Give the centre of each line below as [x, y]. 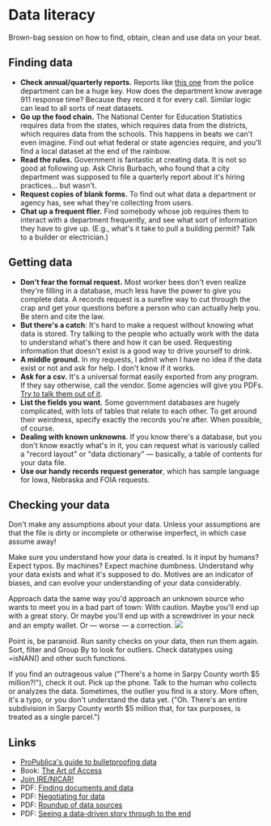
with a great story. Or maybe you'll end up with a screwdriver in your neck [131, 616]
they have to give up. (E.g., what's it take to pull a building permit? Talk [138, 228]
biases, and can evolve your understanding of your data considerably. [125, 583]
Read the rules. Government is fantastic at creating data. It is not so [133, 159]
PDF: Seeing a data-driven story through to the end [106, 814]
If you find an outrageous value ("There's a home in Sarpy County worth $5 [134, 674]
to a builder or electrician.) [64, 237]
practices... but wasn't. [58, 185]
